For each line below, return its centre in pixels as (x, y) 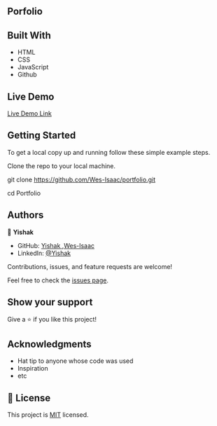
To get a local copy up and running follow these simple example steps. (109, 152)
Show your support (50, 302)
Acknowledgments (50, 344)
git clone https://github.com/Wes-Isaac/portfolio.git (82, 179)
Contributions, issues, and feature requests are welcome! (90, 266)
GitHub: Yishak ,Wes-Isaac (56, 245)
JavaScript (33, 67)
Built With (29, 35)
